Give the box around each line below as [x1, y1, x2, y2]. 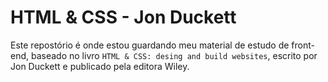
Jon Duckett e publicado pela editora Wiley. [10, 60, 190, 72]
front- [291, 39, 315, 51]
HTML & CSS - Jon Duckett [10, 6, 237, 29]
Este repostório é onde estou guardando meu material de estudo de [10, 39, 290, 51]
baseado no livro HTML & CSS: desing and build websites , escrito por [30, 49, 318, 61]
